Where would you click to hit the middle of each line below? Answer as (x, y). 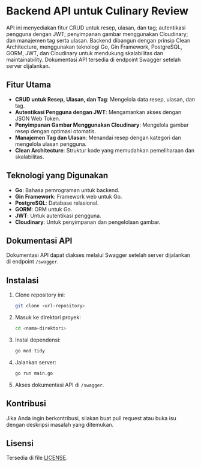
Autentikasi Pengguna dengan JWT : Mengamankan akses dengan (98, 112)
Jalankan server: (36, 362)
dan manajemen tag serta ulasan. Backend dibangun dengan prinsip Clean (98, 40)
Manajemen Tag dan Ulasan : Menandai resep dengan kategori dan (98, 137)
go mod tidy (30, 351)
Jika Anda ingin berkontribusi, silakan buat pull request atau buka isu (91, 418)
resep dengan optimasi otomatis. (55, 131)
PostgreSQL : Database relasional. (57, 203)
